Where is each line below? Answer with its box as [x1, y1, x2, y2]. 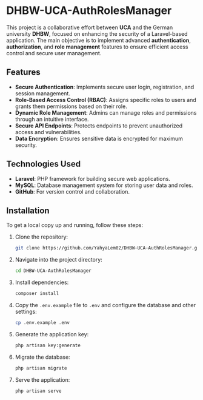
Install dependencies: [15, 279, 69, 286]
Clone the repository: [15, 233, 68, 240]
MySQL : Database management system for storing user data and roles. [15, 181, 193, 189]
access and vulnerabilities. [15, 128, 82, 135]
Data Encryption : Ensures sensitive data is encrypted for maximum [15, 135, 184, 142]
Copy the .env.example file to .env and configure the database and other [15, 302, 196, 308]
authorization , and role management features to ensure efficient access [6, 43, 188, 50]
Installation [6, 205, 50, 215]
